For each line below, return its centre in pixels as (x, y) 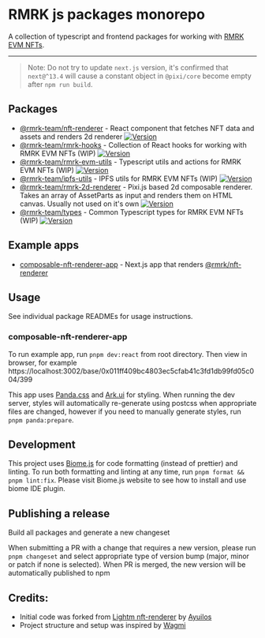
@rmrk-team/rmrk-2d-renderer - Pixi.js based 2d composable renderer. (136, 186)
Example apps (44, 245)
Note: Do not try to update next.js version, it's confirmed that (128, 67)
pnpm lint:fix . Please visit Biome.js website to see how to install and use (127, 480)
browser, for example (43, 362)
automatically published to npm (59, 573)
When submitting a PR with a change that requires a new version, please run (132, 548)
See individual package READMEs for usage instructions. (101, 317)
